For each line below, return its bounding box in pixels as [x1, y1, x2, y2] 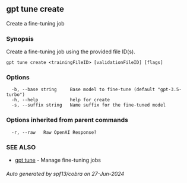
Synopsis [6, 34, 34, 43]
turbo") [6, 92, 26, 98]
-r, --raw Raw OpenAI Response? [11, 129, 97, 135]
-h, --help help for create [11, 97, 110, 103]
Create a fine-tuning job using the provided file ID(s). [6, 48, 135, 55]
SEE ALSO [6, 143, 36, 151]
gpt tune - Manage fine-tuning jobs [14, 156, 101, 163]
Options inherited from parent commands [6, 116, 129, 124]
